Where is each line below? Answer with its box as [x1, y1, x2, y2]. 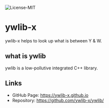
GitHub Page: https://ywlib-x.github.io [12, 92, 89, 98]
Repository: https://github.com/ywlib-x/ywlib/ [12, 97, 104, 103]
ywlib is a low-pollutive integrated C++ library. [5, 65, 98, 71]
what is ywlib [5, 52, 46, 61]
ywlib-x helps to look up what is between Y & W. [5, 38, 102, 43]
